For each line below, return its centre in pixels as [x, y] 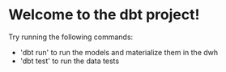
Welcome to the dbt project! [104, 15]
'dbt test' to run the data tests [70, 61]
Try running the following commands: [71, 37]
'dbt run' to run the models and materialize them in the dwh [119, 52]
